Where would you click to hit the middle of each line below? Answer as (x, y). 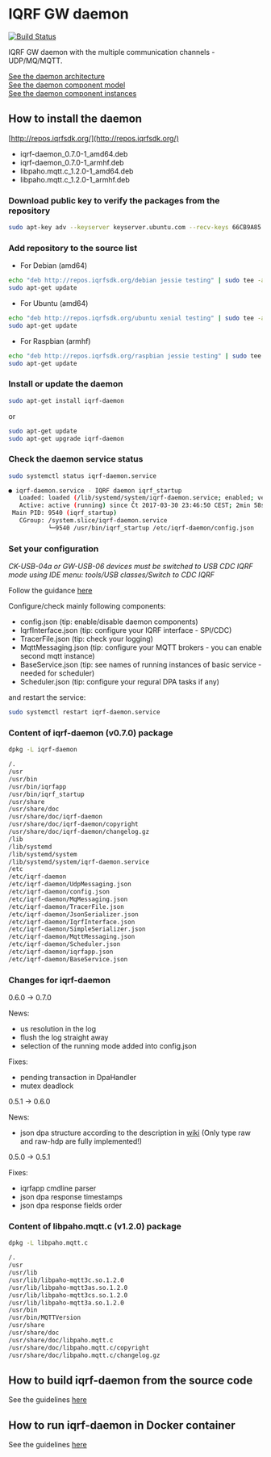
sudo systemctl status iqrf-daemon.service (83, 476)
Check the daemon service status (76, 459)
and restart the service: (47, 697)
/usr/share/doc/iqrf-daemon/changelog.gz (79, 832)
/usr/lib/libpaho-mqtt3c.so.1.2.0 (67, 1280)
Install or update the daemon (66, 384)
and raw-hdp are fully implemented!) (81, 1141)
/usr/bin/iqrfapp (38, 787)
